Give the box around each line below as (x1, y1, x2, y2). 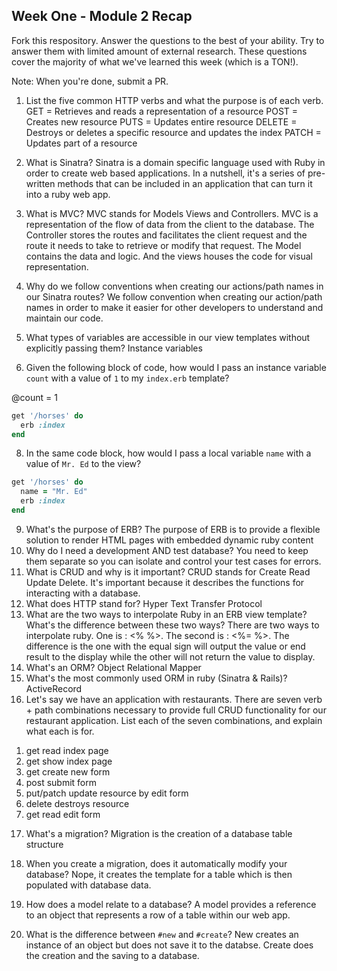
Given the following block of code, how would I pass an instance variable (25, 361, 327, 373)
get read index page (25, 744, 109, 756)
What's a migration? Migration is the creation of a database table (25, 827, 293, 839)
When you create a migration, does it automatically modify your (25, 857, 288, 869)
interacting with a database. (25, 587, 141, 599)
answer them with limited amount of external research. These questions (11, 45, 308, 57)
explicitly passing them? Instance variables (25, 342, 203, 354)
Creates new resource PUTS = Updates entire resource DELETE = (25, 115, 298, 128)
